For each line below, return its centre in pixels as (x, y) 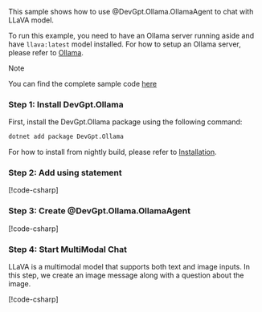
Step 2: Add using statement (65, 173)
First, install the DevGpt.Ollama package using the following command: (125, 122)
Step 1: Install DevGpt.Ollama (66, 104)
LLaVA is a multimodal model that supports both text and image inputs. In (129, 267)
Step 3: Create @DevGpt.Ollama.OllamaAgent (100, 211)
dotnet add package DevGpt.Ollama (66, 137)
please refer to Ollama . (46, 53)
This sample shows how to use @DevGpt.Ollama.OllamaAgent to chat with (131, 12)
